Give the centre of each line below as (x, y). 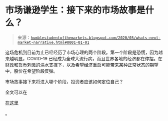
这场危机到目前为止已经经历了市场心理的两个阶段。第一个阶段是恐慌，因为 (82, 52)
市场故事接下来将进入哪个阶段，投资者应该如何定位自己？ (64, 81)
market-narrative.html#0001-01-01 (53, 42)
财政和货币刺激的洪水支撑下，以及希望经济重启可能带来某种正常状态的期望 (82, 65)
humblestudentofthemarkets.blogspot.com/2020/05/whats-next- (96, 38)
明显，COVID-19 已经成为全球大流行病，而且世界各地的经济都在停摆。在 (88, 58)
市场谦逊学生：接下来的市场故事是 (75, 10)
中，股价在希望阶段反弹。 (31, 71)
